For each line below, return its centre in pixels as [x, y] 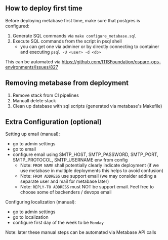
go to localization [31, 217]
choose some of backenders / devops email [66, 192]
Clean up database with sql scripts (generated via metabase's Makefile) [87, 106]
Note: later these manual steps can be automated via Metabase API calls [81, 232]
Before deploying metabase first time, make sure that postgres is [73, 20]
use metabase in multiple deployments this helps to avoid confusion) [92, 171]
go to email [24, 149]
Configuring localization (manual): [40, 202]
